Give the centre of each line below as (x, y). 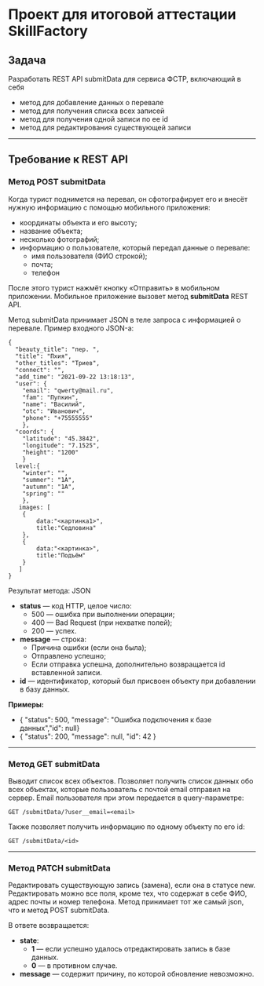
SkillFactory (48, 31)
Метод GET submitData (54, 764)
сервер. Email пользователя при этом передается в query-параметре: (126, 798)
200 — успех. (54, 630)
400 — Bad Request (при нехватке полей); (102, 623)
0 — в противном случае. (74, 966)
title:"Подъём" (61, 555)
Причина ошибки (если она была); (89, 647)
